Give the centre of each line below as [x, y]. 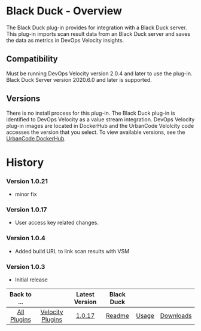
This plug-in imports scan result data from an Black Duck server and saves [98, 33]
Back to [21, 294]
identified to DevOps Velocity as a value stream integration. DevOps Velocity [100, 119]
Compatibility [32, 59]
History [25, 162]
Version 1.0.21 [27, 181]
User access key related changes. [57, 223]
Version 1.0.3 [26, 266]
